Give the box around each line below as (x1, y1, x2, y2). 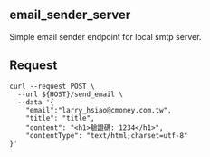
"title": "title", (25, 113, 95, 123)
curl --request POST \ (9, 82, 95, 91)
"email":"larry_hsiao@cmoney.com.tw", (25, 105, 172, 114)
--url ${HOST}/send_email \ (17, 90, 124, 99)
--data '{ (17, 97, 54, 107)
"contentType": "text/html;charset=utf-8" (25, 131, 188, 140)
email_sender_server (9, 7, 131, 23)
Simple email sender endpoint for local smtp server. (9, 31, 202, 42)
